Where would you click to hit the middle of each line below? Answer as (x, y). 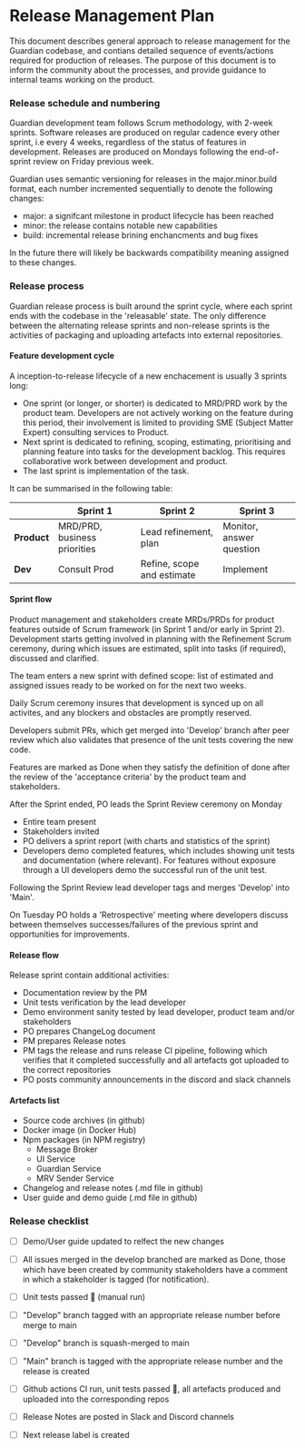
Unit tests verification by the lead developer (104, 1002)
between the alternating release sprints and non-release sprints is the (140, 325)
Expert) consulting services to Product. (96, 431)
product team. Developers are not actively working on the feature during (157, 412)
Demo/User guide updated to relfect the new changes (123, 1241)
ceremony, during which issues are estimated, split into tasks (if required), (148, 648)
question (241, 549)
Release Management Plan (112, 16)
